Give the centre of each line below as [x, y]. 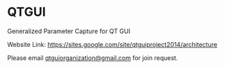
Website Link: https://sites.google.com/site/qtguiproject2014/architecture [113, 44]
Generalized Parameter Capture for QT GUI [69, 31]
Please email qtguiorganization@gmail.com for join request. [93, 58]
